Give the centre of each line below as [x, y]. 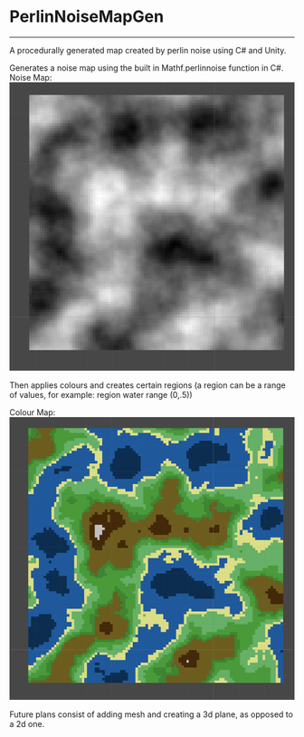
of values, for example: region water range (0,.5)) [101, 394]
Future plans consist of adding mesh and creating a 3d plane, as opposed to [152, 714]
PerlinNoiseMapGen [87, 17]
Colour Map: [33, 412]
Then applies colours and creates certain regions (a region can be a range [148, 385]
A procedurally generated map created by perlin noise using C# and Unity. [148, 50]
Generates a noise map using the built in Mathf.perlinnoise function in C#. [147, 68]
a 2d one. [27, 723]
